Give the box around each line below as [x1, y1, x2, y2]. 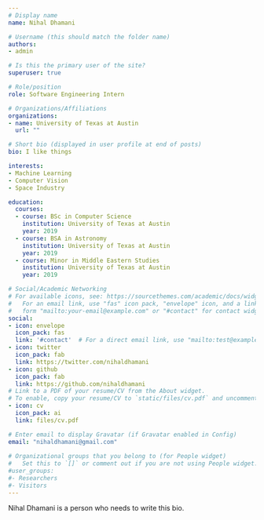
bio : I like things [8, 148, 72, 156]
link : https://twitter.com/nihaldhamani [15, 358, 149, 365]
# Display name [8, 11, 58, 20]
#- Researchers [8, 475, 58, 482]
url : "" [15, 126, 41, 134]
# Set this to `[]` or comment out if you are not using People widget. [8, 460, 258, 467]
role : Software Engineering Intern [8, 90, 125, 98]
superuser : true [8, 69, 61, 77]
